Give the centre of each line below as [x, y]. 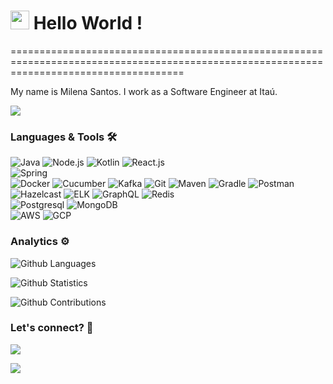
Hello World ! [88, 23]
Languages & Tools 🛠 [64, 137]
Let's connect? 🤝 [52, 328]
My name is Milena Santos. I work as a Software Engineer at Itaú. [144, 91]
